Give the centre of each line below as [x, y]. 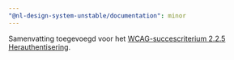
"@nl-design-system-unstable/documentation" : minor [97, 16]
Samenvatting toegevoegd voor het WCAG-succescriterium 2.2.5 [117, 38]
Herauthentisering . [40, 47]
